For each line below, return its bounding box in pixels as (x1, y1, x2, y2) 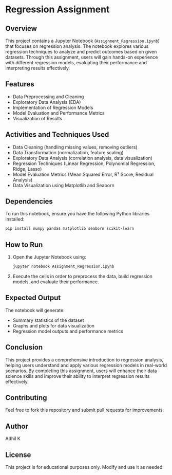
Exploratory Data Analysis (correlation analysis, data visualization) (12, 155, 153, 161)
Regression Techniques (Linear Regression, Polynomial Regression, (12, 160, 156, 167)
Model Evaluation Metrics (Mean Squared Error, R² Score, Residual (12, 171, 154, 177)
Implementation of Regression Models (12, 104, 93, 111)
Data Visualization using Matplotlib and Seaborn (12, 182, 114, 188)
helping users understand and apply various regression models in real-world (5, 362, 167, 368)
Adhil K (5, 435, 21, 442)
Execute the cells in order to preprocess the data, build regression (12, 273, 152, 279)
